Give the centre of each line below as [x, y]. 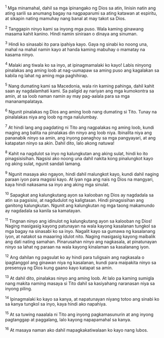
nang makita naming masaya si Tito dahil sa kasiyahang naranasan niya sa [80, 283]
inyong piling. [19, 288]
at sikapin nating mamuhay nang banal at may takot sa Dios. [66, 18]
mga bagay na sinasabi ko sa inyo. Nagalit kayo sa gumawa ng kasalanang [80, 231]
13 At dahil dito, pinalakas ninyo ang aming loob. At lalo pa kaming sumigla [80, 278]
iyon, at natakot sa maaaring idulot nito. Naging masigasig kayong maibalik [80, 237]
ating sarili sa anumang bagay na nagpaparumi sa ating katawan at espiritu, [81, 13]
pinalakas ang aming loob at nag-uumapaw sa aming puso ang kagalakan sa [82, 70]
